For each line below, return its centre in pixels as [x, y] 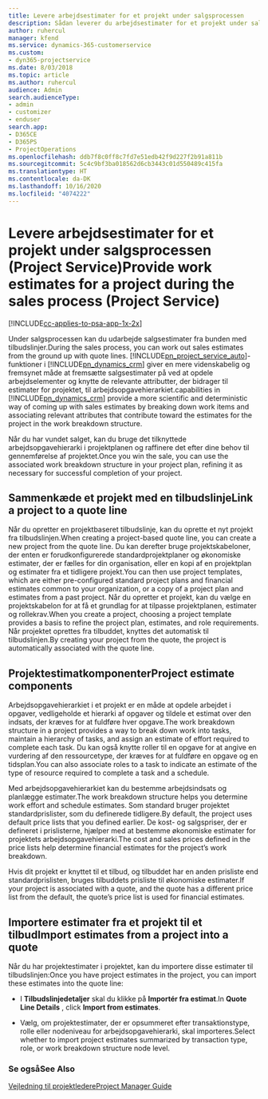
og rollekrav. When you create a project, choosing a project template [120, 615]
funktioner [25, 364]
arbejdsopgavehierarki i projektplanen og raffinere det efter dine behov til [129, 447]
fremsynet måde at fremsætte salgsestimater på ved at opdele [111, 373]
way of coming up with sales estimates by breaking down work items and [129, 406]
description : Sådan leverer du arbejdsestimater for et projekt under [128, 23]
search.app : [28, 127]
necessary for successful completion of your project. [95, 472]
